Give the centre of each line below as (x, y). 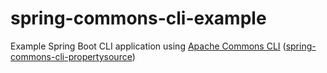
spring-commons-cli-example (138, 18)
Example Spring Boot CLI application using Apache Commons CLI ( (148, 46)
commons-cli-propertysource (71, 56)
